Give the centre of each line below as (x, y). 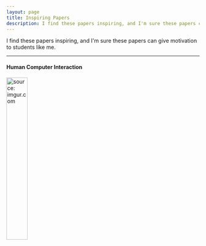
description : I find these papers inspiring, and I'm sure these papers (101, 23)
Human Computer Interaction (44, 67)
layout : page (23, 12)
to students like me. (31, 47)
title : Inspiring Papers (38, 18)
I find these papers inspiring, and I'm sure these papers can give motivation (102, 41)
